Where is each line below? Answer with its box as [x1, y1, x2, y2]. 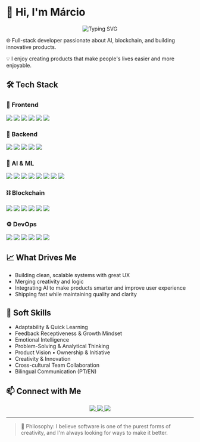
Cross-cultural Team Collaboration [14, 361, 100, 369]
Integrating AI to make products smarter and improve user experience [14, 284, 186, 291]
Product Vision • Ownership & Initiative [14, 349, 111, 356]
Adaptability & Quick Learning [14, 324, 88, 331]
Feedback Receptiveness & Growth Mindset [14, 330, 123, 337]
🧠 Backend [6, 130, 37, 138]
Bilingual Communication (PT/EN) [14, 368, 97, 375]
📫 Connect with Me [6, 386, 82, 396]
